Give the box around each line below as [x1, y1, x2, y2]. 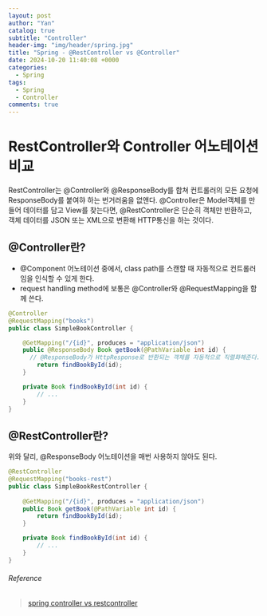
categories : [8, 64, 48, 72]
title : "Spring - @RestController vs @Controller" [8, 49, 180, 57]
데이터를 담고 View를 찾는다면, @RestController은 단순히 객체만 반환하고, [22, 205, 253, 215]
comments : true [8, 101, 59, 109]
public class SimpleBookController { [8, 324, 134, 332]
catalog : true [8, 26, 56, 34]
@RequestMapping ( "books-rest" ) [8, 476, 112, 484]
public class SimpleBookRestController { [8, 482, 148, 491]
